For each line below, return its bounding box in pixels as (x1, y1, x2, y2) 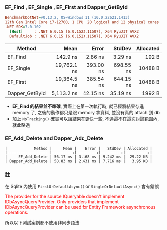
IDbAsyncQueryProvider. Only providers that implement (5, 199, 119, 205)
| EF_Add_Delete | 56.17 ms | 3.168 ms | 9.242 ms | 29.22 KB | (5, 154, 153, 159)
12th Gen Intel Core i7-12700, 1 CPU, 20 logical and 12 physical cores (5, 20, 159, 25)
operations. (5, 209, 29, 215)
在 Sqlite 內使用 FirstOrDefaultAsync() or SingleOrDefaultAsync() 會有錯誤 (5, 183, 159, 190)
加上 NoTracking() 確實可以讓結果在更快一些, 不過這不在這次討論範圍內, (12, 116, 159, 122)
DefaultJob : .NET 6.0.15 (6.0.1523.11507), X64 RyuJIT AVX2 (9, 34, 139, 39)
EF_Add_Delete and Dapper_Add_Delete (5, 135, 103, 142)
